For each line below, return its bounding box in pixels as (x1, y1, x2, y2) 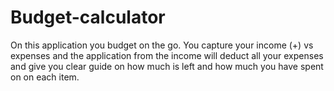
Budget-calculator (10, 6, 166, 29)
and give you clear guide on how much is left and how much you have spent (10, 60, 324, 72)
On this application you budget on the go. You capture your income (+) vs (10, 39, 314, 51)
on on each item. (10, 71, 80, 83)
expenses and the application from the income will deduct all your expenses (10, 49, 324, 61)
